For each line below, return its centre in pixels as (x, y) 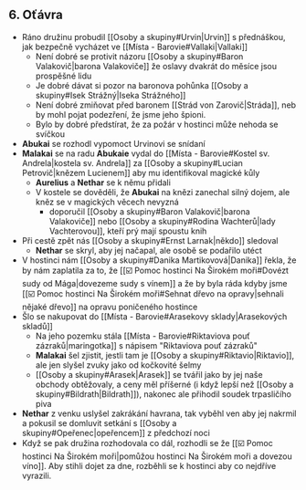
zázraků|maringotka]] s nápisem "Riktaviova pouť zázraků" (146, 345)
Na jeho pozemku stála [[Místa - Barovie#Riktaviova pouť (142, 336)
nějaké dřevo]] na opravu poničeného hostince (110, 307)
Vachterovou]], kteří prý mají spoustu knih (128, 231)
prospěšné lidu (63, 76)
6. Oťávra (36, 15)
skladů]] (37, 326)
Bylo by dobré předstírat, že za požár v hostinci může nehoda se (157, 124)
